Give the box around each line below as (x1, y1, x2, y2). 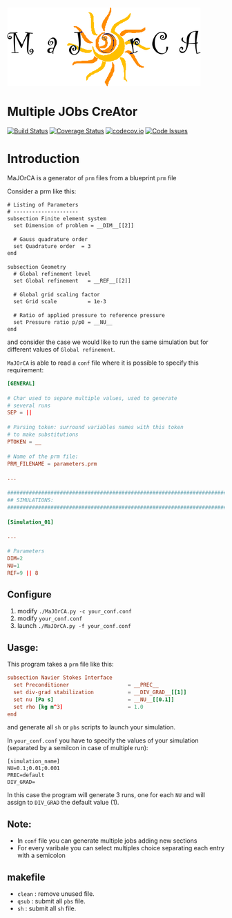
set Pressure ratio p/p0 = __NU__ (13, 318, 113, 325)
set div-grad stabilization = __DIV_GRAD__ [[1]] (13, 689, 187, 696)
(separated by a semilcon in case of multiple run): (7, 744, 148, 752)
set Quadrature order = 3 (13, 242, 91, 249)
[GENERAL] (7, 380, 36, 387)
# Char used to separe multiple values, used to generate (7, 394, 177, 401)
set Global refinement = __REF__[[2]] (13, 277, 131, 284)
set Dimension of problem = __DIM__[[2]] (13, 222, 135, 229)
